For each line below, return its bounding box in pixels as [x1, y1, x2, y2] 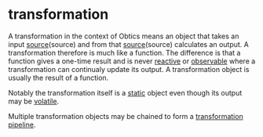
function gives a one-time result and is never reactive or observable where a [8, 56, 256, 66]
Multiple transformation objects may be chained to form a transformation [8, 111, 243, 121]
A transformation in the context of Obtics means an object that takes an [8, 31, 239, 41]
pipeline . [8, 120, 36, 129]
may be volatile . [8, 96, 60, 106]
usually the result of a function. [8, 73, 109, 82]
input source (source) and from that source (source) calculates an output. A [8, 39, 250, 49]
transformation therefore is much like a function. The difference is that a [8, 48, 241, 57]
